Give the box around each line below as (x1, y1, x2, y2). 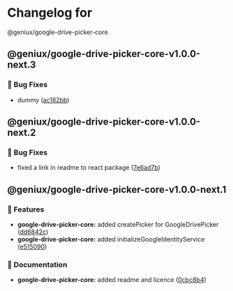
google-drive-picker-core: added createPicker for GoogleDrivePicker (17, 221, 219, 228)
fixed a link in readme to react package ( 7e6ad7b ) (17, 164, 160, 172)
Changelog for (7, 5, 93, 21)
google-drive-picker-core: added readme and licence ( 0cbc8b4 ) (17, 276, 207, 284)
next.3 (7, 59, 36, 71)
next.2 (7, 127, 36, 139)
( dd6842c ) (17, 228, 49, 236)
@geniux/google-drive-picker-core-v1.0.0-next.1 (7, 183, 227, 196)
